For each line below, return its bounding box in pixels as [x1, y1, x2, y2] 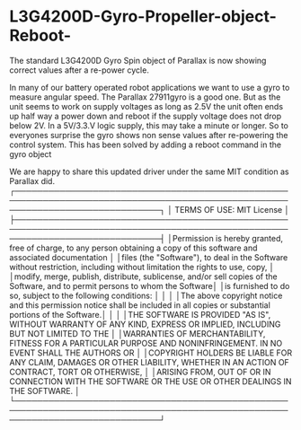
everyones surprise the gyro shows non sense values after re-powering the [9, 129, 288, 140]
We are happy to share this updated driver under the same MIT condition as [9, 166, 289, 177]
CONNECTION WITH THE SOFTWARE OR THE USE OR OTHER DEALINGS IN [9, 375, 292, 387]
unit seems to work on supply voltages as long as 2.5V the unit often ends [9, 101, 284, 111]
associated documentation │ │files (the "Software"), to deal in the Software [9, 251, 288, 262]
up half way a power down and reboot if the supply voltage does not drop [9, 110, 282, 121]
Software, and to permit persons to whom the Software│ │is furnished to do [9, 280, 290, 291]
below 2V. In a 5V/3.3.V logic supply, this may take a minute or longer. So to [9, 119, 289, 131]
